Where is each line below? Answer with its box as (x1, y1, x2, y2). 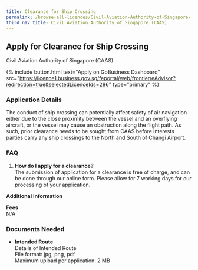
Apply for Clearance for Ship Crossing (6, 41, 149, 51)
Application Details (6, 96, 62, 104)
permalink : (6, 14, 33, 20)
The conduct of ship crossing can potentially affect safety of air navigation (6, 109, 187, 116)
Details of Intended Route (14, 245, 77, 252)
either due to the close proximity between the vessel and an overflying (6, 116, 177, 123)
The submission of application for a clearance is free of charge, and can (14, 169, 190, 176)
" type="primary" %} (108, 81, 160, 88)
